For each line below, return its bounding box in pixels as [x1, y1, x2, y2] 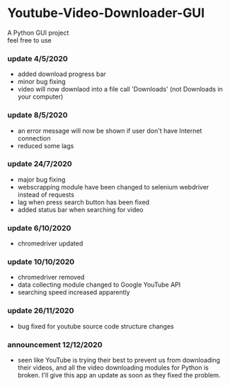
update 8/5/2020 [7, 110, 68, 120]
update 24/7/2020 [7, 159, 72, 169]
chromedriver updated [17, 239, 84, 248]
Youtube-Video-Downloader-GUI [7, 5, 205, 21]
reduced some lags [17, 141, 74, 150]
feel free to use [7, 35, 52, 44]
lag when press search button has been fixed [17, 197, 150, 206]
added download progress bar [17, 70, 106, 79]
